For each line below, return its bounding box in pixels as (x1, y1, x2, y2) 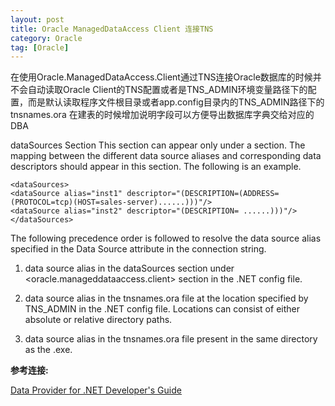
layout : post (10, 14, 65, 25)
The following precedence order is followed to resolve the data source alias (10, 232, 322, 245)
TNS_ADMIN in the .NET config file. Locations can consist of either (24, 303, 300, 315)
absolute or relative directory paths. (24, 314, 173, 326)
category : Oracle (10, 33, 83, 43)
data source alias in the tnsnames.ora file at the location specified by (24, 292, 309, 305)
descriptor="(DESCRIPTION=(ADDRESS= (126, 189, 280, 199)
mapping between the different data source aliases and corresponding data (10, 150, 322, 162)
